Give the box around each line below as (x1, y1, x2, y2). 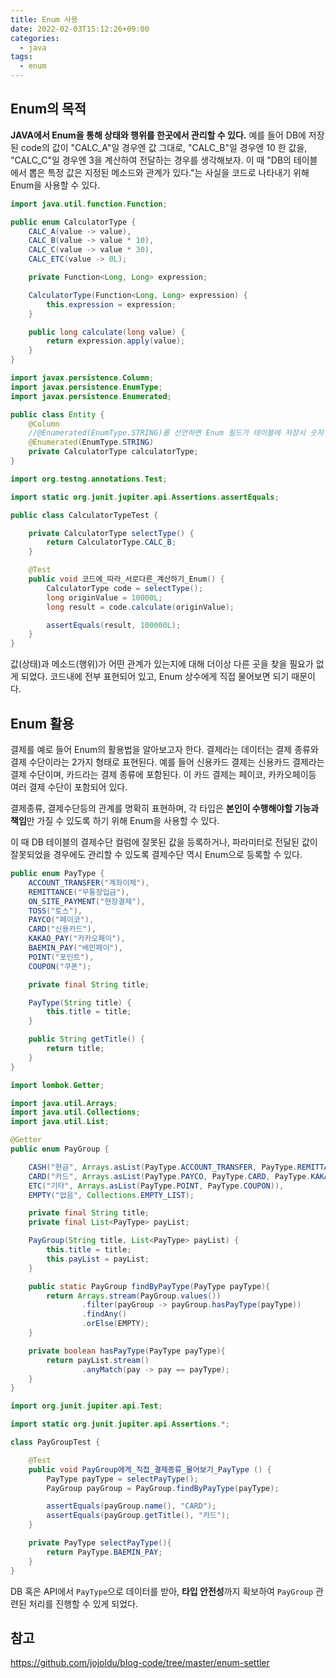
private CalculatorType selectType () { (28, 528, 195, 538)
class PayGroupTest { (10, 1437, 101, 1447)
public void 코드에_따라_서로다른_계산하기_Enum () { (28, 574, 225, 585)
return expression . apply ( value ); (46, 336, 186, 346)
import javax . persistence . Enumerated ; (10, 391, 172, 401)
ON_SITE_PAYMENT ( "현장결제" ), (28, 896, 146, 906)
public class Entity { (10, 409, 105, 420)
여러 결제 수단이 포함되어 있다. (10, 781, 128, 793)
